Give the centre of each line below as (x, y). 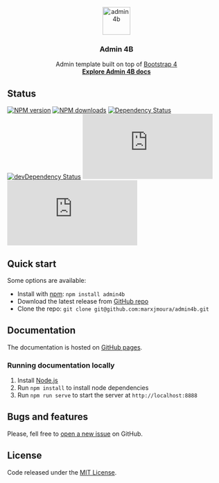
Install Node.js (37, 380)
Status (22, 93)
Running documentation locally (61, 365)
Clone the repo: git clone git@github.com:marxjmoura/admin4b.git (113, 309)
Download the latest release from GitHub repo (83, 301)
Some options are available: (47, 280)
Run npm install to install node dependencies (83, 388)
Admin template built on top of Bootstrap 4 (116, 64)
